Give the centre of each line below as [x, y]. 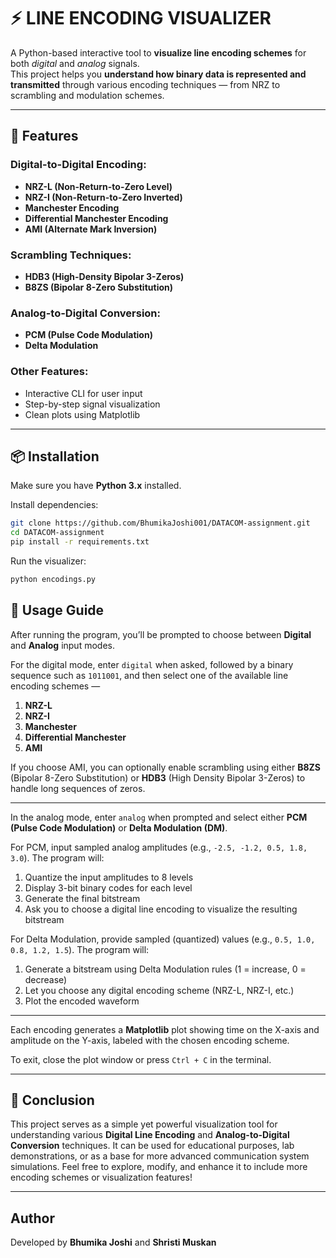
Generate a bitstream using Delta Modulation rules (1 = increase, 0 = [165, 969]
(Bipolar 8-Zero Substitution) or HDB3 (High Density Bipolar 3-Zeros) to [158, 777]
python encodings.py [53, 579]
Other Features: [49, 372]
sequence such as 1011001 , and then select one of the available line [149, 675]
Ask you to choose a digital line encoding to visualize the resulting [161, 909]
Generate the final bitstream [82, 898]
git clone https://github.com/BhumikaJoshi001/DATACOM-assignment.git [160, 523]
